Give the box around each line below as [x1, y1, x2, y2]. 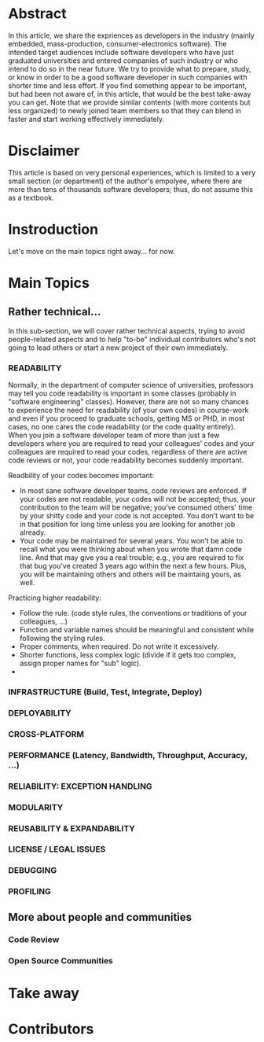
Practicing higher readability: [8, 593, 102, 602]
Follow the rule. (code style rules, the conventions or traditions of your [19, 609, 247, 618]
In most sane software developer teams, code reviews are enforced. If [19, 486, 247, 495]
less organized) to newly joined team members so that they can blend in [8, 105, 242, 115]
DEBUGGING [8, 865, 57, 876]
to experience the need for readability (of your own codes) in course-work [8, 406, 249, 415]
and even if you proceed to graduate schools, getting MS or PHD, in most [8, 414, 245, 423]
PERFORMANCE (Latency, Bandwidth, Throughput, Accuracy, [8, 749, 248, 760]
